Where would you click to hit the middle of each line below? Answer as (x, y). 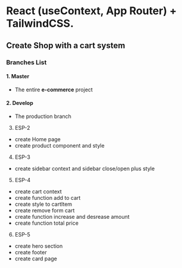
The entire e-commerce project (54, 90)
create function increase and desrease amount (72, 216)
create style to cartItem (43, 204)
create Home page (38, 139)
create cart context (38, 192)
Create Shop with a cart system (66, 45)
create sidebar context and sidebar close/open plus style (85, 168)
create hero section (39, 246)
